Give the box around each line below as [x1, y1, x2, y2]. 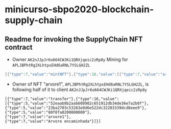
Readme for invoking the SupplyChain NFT [5, 35, 143, 44]
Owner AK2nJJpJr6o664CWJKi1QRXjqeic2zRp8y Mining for [12, 56, 128, 62]
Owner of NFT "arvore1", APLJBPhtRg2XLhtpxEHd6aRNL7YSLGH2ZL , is [12, 81, 149, 87]
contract [5, 42, 33, 52]
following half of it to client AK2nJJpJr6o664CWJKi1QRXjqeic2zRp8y [12, 86, 148, 93]
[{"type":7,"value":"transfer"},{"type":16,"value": [5, 96, 119, 101]
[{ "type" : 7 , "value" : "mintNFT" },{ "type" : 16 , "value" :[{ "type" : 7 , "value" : [5, 72, 161, 77]
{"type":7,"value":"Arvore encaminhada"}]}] [5, 119, 101, 124]
